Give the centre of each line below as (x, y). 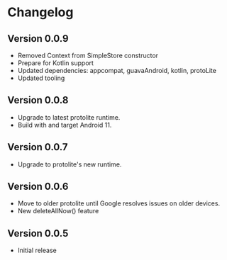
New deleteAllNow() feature (58, 211)
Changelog (40, 12)
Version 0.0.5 (38, 233)
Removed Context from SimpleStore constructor (88, 55)
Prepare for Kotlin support (56, 63)
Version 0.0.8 (38, 100)
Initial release (37, 250)
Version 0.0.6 (38, 187)
